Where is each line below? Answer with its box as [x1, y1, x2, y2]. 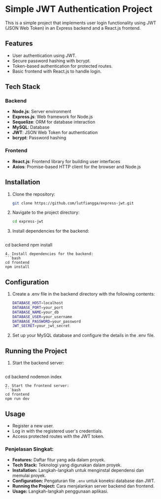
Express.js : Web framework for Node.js [12, 114, 93, 120]
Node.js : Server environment [12, 109, 71, 115]
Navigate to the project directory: [12, 209, 80, 215]
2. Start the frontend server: [5, 383, 69, 388]
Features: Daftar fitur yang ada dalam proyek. [12, 457, 106, 463]
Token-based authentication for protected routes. [12, 63, 113, 69]
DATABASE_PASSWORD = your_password [12, 319, 81, 324]
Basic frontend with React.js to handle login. [12, 68, 102, 74]
